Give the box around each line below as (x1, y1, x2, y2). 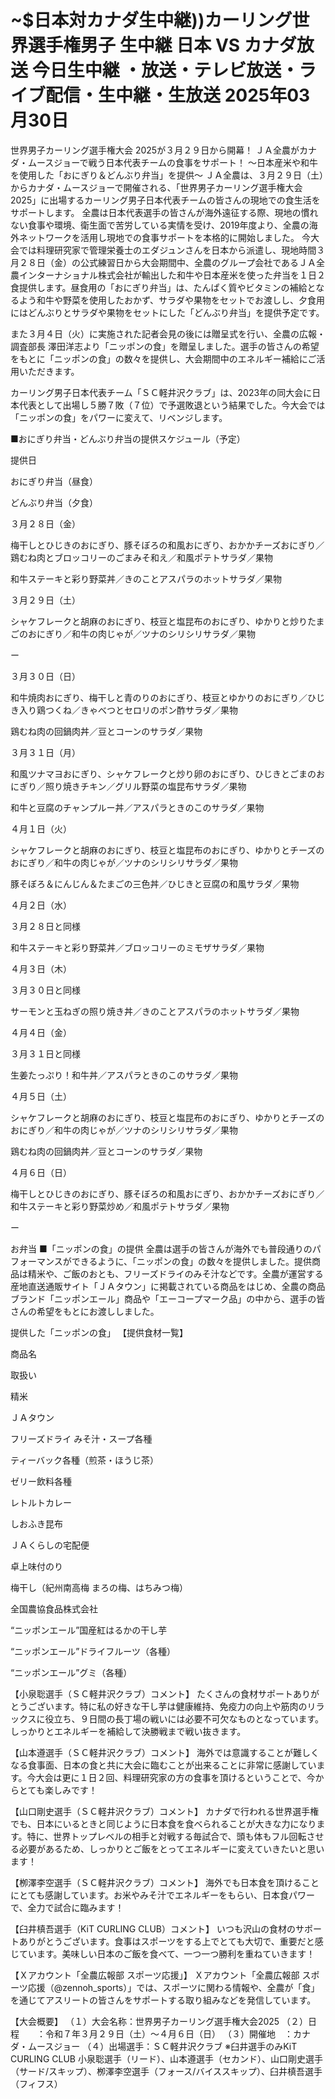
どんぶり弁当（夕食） (10, 496, 98, 508)
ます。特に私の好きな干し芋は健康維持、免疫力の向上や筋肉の (53, 1700, 308, 1712)
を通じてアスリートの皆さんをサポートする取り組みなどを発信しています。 (10, 1994, 317, 2006)
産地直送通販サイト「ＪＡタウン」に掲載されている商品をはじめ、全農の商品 (10, 1280, 326, 1292)
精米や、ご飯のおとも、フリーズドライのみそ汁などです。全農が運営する (27, 1267, 324, 1280)
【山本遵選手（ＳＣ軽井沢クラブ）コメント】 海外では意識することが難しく (10, 1746, 320, 1758)
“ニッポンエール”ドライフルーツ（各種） (10, 1645, 177, 1657)
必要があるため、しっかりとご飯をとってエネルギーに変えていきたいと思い (18, 1842, 325, 1855)
